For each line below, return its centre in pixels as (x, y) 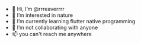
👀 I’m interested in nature (42, 15)
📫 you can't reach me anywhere (52, 34)
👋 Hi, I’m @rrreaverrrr (38, 9)
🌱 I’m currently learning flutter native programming (73, 21)
